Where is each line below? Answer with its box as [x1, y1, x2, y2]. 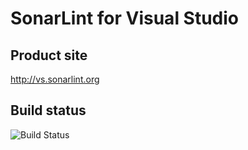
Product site [10, 47, 88, 64]
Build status [10, 102, 87, 119]
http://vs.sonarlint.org [10, 73, 100, 85]
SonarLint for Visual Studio [10, 7, 240, 30]
